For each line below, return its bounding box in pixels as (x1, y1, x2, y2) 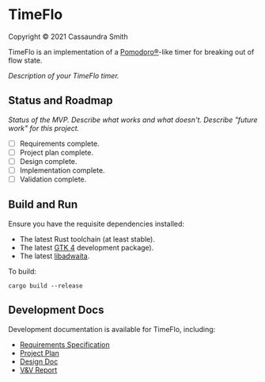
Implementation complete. (19, 165, 105, 175)
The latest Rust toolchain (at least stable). (19, 234, 156, 243)
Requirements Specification (19, 339, 110, 350)
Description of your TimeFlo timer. (8, 71, 120, 80)
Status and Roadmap (8, 94, 113, 108)
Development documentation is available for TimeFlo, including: (8, 324, 216, 334)
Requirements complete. (19, 139, 100, 148)
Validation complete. (19, 174, 87, 184)
